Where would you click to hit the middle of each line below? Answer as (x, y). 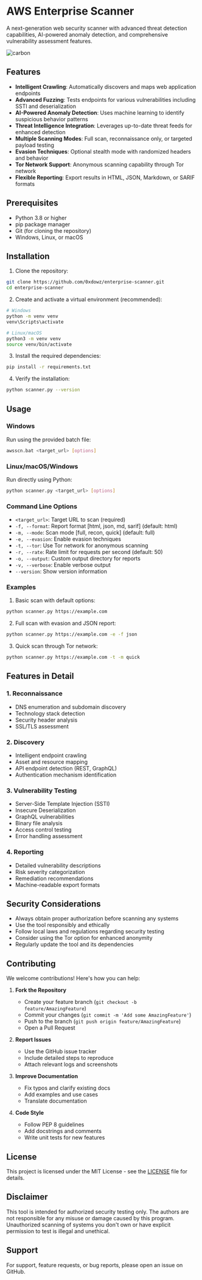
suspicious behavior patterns (51, 119)
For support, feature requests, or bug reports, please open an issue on (95, 1265)
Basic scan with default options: (55, 600)
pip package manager (43, 224)
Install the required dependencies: (58, 356)
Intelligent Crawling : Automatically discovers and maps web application (106, 87)
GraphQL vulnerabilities (45, 817)
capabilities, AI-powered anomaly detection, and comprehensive (87, 34)
